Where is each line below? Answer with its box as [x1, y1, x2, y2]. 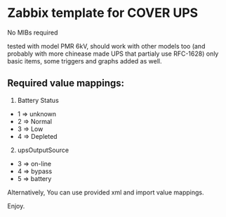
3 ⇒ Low [17, 125, 44, 133]
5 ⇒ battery [17, 174, 52, 182]
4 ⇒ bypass [17, 167, 53, 175]
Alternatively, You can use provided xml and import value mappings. [7, 188, 205, 197]
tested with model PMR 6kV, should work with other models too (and [7, 42, 206, 50]
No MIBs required [7, 28, 58, 37]
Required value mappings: [7, 77, 125, 89]
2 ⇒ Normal [17, 117, 53, 125]
